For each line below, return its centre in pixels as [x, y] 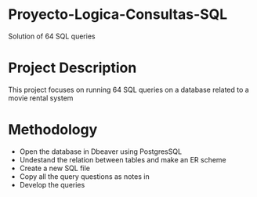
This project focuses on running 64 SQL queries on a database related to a [128, 89]
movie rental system [41, 98]
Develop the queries [52, 184]
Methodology [53, 130]
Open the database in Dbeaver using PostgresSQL [101, 151]
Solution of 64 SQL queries [52, 36]
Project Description [72, 68]
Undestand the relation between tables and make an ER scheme [123, 159]
